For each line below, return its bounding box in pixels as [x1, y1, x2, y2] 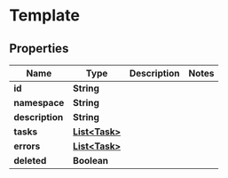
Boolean [72, 155, 109, 166]
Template [9, 5, 80, 26]
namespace [13, 97, 65, 109]
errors [13, 140, 41, 152]
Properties [9, 41, 69, 56]
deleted [13, 155, 47, 166]
